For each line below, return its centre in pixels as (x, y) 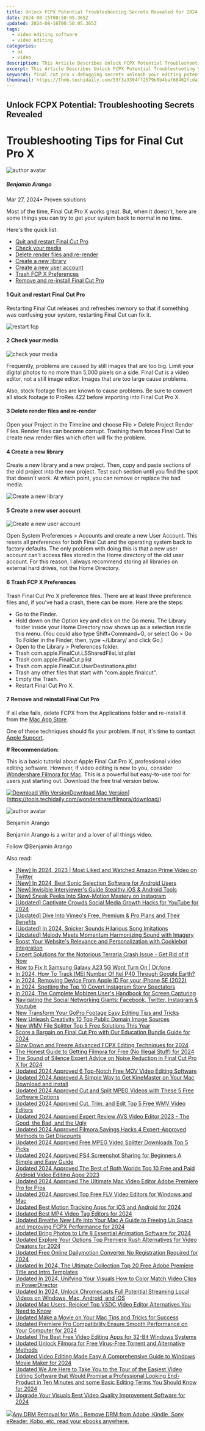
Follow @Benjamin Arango (39, 846)
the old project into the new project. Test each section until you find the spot (102, 472)
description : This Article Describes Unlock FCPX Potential (85, 63)
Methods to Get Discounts (48, 1136)
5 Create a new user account (44, 510)
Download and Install (41, 1084)
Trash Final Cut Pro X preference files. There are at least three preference (99, 596)
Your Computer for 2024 (46, 1330)
